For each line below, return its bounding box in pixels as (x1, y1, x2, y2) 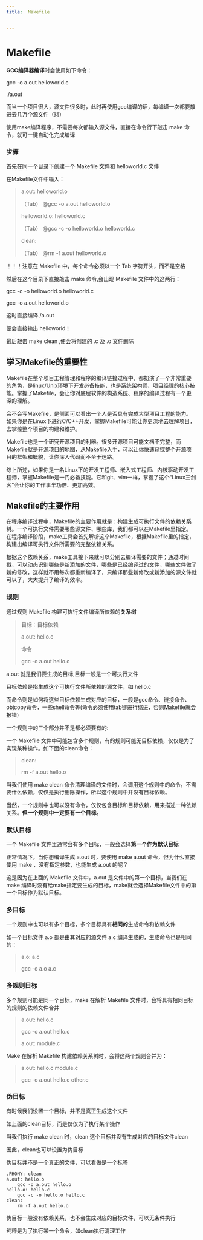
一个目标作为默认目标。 (6, 889, 65, 896)
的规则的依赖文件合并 (6, 1004, 59, 1011)
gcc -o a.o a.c (21, 965, 56, 972)
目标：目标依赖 (21, 620, 59, 628)
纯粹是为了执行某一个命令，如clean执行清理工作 (6, 1227, 126, 1234)
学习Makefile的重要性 (6, 357, 88, 367)
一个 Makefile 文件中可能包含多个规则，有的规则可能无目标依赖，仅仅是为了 (6, 737, 195, 744)
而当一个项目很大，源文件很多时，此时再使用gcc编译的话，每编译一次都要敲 (6, 103, 196, 110)
